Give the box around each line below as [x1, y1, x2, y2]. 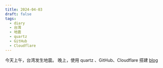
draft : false [5, 12, 32, 17]
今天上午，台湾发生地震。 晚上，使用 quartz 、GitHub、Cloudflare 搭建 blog [5, 57, 158, 63]
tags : [5, 16, 16, 21]
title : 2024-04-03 [5, 7, 43, 12]
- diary [9, 20, 25, 26]
